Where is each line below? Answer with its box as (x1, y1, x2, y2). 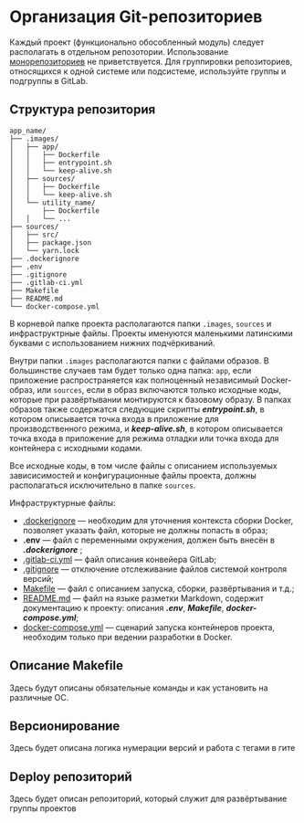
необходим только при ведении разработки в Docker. (22, 631, 233, 642)
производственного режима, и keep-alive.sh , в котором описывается (9, 423, 283, 434)
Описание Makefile (9, 658, 123, 673)
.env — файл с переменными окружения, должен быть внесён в (22, 534, 276, 545)
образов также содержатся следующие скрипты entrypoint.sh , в (9, 404, 265, 415)
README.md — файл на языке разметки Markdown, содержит (22, 592, 265, 604)
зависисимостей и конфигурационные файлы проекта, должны (9, 470, 257, 480)
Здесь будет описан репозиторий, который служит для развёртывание (9, 793, 288, 805)
